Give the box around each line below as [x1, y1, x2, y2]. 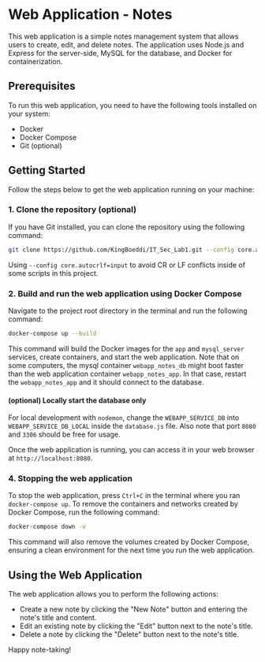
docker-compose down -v [8, 523, 87, 531]
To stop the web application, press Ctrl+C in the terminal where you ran [8, 491, 241, 500]
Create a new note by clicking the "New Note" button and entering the [19, 604, 248, 614]
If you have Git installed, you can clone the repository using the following [8, 222, 245, 232]
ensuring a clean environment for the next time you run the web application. [8, 545, 255, 555]
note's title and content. [19, 613, 97, 623]
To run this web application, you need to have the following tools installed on [8, 100, 257, 110]
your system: [8, 109, 51, 118]
